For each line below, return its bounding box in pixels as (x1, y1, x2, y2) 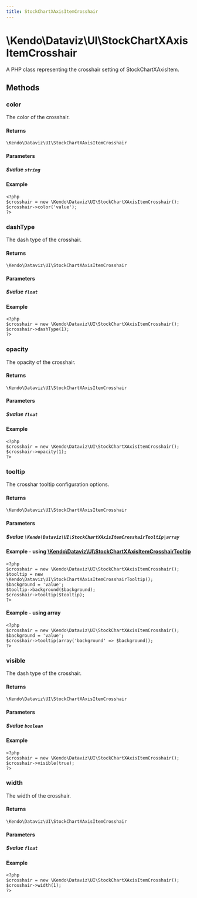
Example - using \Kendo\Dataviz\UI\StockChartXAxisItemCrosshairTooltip (6, 548, 191, 555)
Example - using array (6, 609, 61, 616)
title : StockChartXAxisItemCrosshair (6, 8, 98, 15)
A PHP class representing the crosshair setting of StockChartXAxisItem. (6, 66, 180, 73)
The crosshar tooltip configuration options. (6, 481, 110, 488)
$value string (6, 166, 41, 173)
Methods (6, 83, 40, 93)
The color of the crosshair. (6, 114, 70, 121)
